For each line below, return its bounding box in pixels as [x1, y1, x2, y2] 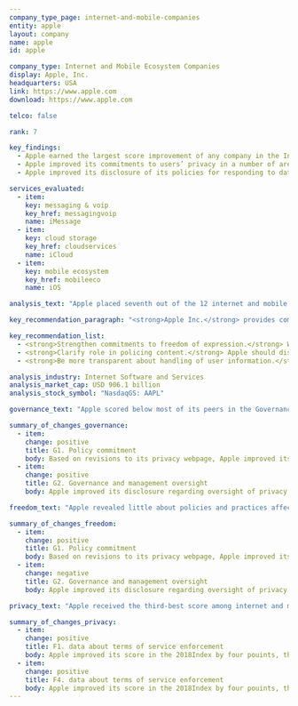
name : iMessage [25, 217, 82, 227]
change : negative [25, 569, 90, 578]
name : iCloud [25, 250, 74, 259]
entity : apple [9, 21, 62, 30]
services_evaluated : [9, 184, 86, 193]
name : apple [9, 37, 53, 47]
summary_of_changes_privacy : [9, 617, 117, 627]
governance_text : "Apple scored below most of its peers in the [9, 405, 252, 414]
